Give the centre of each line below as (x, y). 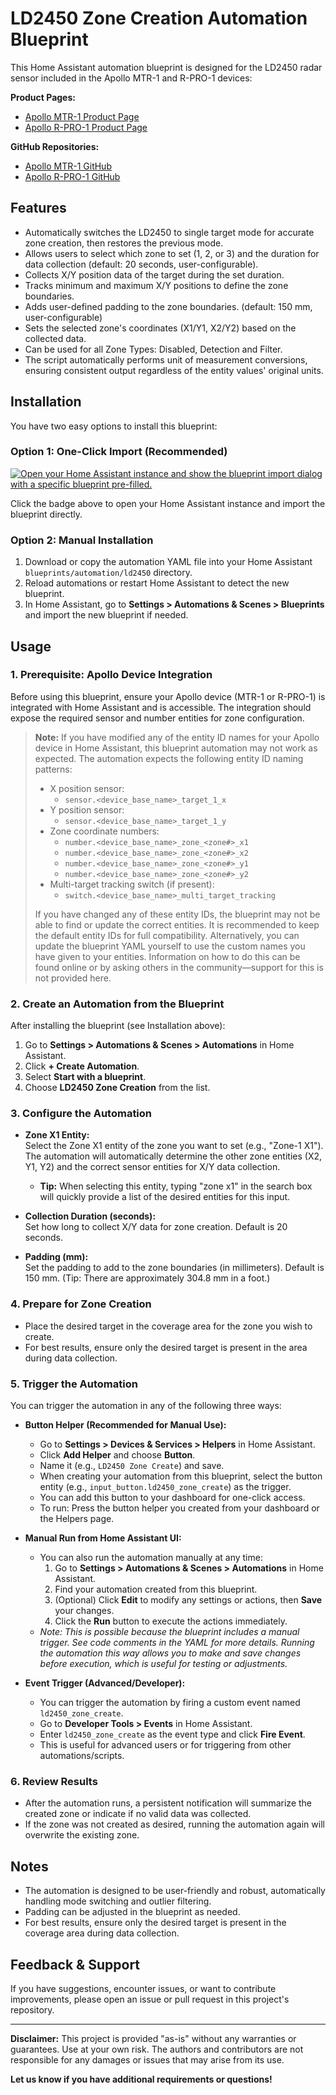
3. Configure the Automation (81, 1114)
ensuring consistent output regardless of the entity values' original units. (174, 370)
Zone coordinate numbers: (104, 831)
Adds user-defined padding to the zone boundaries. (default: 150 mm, (168, 306)
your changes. (84, 1611)
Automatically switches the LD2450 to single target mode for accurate (169, 232)
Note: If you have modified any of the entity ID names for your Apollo (177, 737)
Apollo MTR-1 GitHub (68, 166)
